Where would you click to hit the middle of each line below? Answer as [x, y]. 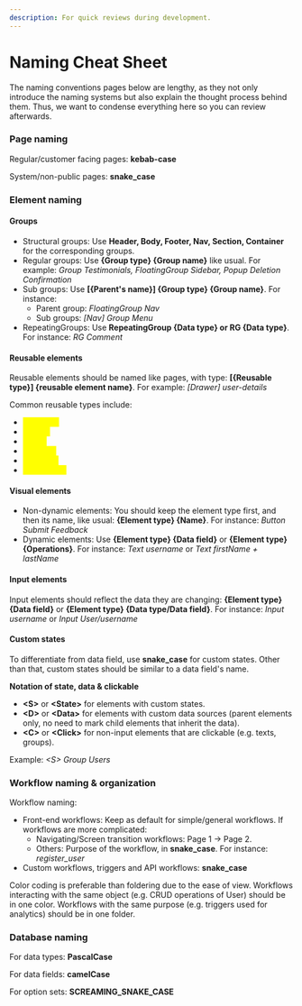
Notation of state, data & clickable [74, 686]
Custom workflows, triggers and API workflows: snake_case [135, 868]
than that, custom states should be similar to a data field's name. [129, 669]
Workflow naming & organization [82, 782]
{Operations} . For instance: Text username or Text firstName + [140, 549]
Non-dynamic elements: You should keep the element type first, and [149, 511]
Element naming [46, 199]
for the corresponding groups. [78, 251]
